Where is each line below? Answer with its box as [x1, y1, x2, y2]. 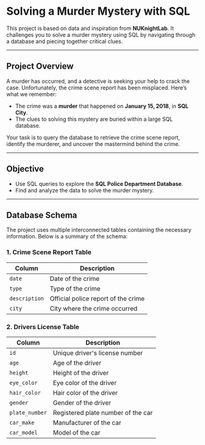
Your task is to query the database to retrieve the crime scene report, [6, 134, 180, 141]
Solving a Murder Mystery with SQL [6, 4, 190, 18]
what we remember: [6, 90, 57, 97]
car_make [9, 419, 35, 426]
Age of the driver [52, 359, 102, 367]
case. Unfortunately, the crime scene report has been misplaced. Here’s [6, 84, 187, 91]
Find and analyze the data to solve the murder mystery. [15, 186, 154, 194]
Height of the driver [52, 368, 109, 377]
